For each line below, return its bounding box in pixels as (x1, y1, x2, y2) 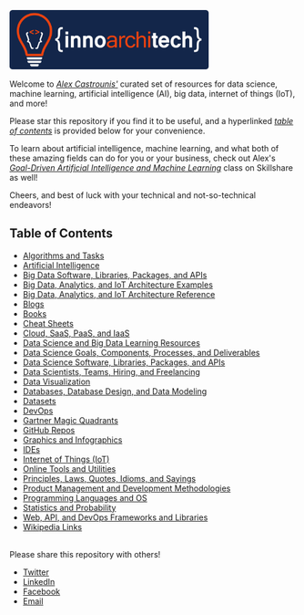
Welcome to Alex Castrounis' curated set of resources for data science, (9, 78, 278, 89)
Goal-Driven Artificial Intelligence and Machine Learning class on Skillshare (9, 162, 294, 173)
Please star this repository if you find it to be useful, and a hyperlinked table (9, 115, 294, 126)
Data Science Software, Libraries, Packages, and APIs (22, 357, 226, 368)
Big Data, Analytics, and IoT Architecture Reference (22, 288, 216, 299)
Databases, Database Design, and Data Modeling (22, 385, 208, 397)
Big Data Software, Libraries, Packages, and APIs (22, 269, 208, 280)
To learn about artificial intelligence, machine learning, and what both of (9, 142, 279, 153)
